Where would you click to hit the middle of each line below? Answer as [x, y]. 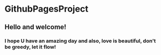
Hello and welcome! [36, 27]
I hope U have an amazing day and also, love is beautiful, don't [80, 41]
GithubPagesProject [47, 9]
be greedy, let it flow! [30, 47]
